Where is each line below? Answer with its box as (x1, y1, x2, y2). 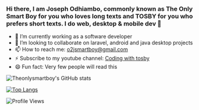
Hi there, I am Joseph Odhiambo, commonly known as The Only (6, 5, 193, 13)
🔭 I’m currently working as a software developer (14, 33, 132, 40)
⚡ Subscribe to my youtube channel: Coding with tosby (14, 55, 150, 62)
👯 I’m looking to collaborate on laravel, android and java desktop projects (14, 39, 193, 46)
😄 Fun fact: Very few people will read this (14, 63, 118, 70)
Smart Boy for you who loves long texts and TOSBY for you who (6, 12, 193, 20)
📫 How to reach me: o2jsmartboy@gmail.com (14, 46, 128, 53)
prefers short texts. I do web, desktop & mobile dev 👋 (6, 20, 162, 28)
